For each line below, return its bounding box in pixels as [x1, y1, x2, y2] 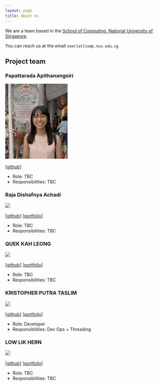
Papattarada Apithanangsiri [5, 72, 74, 79]
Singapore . [5, 33, 28, 39]
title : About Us [5, 13, 39, 18]
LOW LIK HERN [5, 338, 42, 345]
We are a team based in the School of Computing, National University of [5, 27, 153, 33]
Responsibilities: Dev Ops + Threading [12, 326, 91, 332]
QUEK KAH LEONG [5, 240, 51, 247]
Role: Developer [12, 320, 46, 327]
